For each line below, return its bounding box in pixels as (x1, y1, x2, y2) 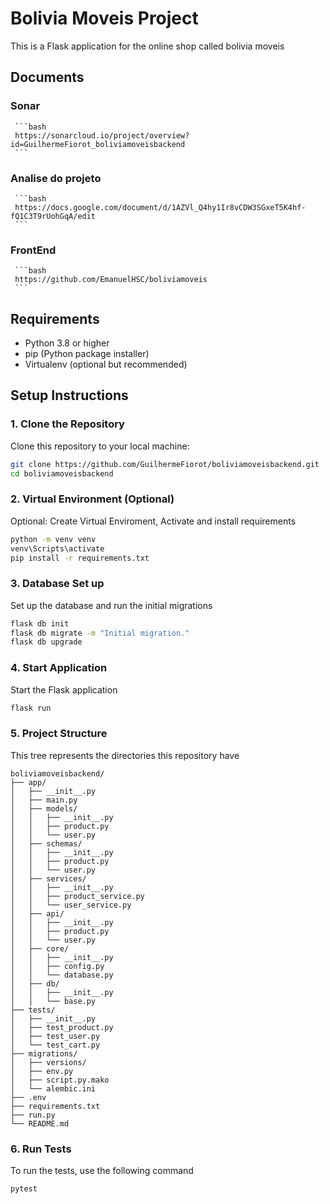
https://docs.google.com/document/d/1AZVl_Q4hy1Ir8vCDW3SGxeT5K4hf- (14, 202, 307, 212)
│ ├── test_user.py (10, 1031, 101, 1041)
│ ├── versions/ (10, 1057, 87, 1067)
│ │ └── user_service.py (10, 900, 132, 910)
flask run (10, 703, 52, 713)
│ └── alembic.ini (10, 1083, 97, 1094)
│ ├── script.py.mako (10, 1075, 110, 1085)
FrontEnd (10, 243, 57, 257)
